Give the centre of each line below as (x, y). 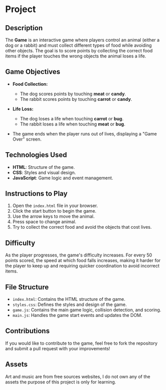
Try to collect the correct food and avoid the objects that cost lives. (82, 227)
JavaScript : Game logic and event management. (63, 178)
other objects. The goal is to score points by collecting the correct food (79, 51)
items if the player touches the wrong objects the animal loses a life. (76, 56)
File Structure (27, 287)
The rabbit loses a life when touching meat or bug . (73, 124)
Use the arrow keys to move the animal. (53, 216)
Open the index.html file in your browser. (55, 206)
